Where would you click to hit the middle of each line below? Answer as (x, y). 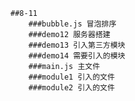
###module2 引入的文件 (71, 88)
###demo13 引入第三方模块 (77, 45)
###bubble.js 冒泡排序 (72, 24)
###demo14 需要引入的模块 (77, 56)
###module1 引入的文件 (71, 77)
